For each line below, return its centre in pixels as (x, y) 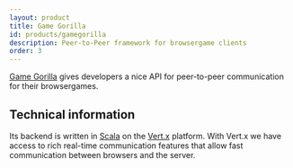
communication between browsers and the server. (102, 155)
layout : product (40, 18)
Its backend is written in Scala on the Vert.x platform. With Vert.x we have (145, 136)
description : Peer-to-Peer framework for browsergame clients (128, 43)
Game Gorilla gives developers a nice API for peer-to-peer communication (147, 76)
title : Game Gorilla (48, 26)
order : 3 (26, 51)
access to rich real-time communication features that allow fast (126, 146)
